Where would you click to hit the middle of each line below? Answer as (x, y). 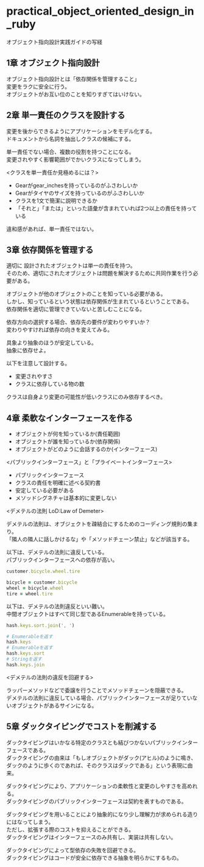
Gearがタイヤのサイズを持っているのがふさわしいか (80, 193)
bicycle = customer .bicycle (42, 582)
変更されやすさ (34, 376)
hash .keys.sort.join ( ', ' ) (40, 625)
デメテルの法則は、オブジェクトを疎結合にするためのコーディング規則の (97, 524)
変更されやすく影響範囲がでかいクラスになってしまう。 (76, 159)
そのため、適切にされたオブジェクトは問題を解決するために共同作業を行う (100, 274)
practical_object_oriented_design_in (100, 11)
